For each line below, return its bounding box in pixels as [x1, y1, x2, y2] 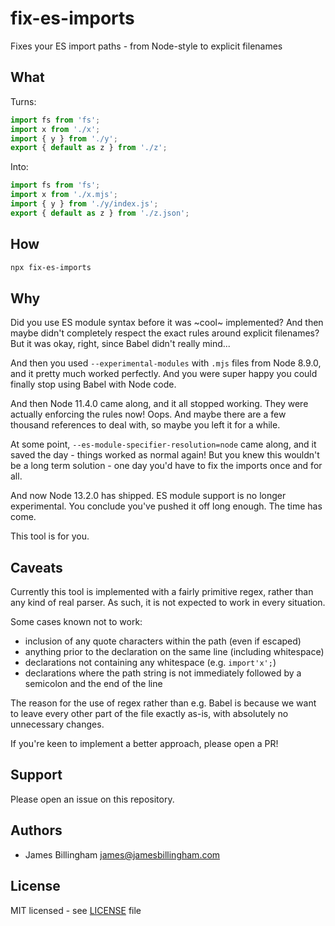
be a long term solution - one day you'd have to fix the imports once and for [10, 460, 323, 472]
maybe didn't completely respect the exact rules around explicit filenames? [10, 327, 320, 339]
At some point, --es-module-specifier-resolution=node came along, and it [10, 438, 317, 451]
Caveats [10, 559, 63, 576]
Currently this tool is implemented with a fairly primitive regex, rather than [10, 586, 314, 598]
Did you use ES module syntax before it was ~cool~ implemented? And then [10, 317, 324, 329]
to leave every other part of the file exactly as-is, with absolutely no [10, 708, 289, 720]
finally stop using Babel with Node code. [10, 378, 177, 391]
